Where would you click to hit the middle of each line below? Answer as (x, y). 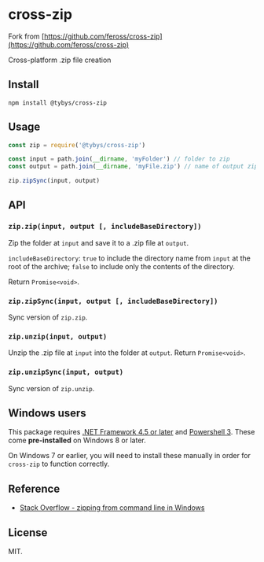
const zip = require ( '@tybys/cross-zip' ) (77, 145)
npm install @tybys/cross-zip (58, 103)
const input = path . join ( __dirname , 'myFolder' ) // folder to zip (119, 159)
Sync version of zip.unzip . (51, 388)
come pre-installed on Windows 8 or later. (77, 440)
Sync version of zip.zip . (48, 317)
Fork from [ (26, 36)
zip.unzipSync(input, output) (66, 372)
